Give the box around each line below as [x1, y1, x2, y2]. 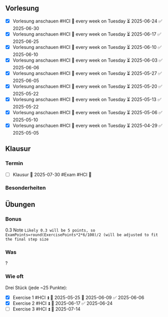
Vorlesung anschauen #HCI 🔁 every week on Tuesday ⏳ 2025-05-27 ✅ [12, 70, 162, 76]
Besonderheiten [5, 184, 46, 192]
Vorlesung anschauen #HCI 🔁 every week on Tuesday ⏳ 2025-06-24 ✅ [12, 18, 163, 24]
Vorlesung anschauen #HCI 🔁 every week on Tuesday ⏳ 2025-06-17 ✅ [12, 31, 161, 37]
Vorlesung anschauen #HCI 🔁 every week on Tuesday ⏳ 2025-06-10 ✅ [12, 44, 162, 50]
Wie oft [5, 273, 24, 280]
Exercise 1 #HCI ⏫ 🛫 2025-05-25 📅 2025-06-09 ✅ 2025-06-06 [12, 294, 145, 300]
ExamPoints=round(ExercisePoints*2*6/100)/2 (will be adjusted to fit [5, 232, 158, 237]
